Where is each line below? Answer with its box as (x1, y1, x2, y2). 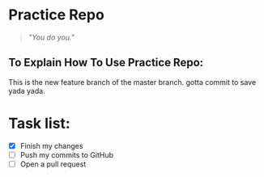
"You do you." (28, 32, 75, 42)
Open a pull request (19, 159, 87, 169)
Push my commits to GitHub (19, 150, 113, 159)
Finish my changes (19, 141, 83, 150)
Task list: (8, 114, 70, 133)
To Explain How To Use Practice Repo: (8, 56, 204, 70)
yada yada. (8, 86, 46, 95)
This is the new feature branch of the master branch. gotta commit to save (8, 77, 257, 86)
